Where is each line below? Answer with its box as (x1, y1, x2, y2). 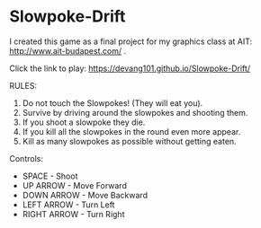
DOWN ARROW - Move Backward (22, 189, 148, 200)
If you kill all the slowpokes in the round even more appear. (22, 126, 241, 136)
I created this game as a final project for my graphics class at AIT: (9, 36, 253, 47)
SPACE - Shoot (22, 171, 78, 181)
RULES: (9, 80, 38, 91)
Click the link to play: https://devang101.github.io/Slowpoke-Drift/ (9, 63, 250, 74)
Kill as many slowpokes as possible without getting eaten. (22, 136, 237, 146)
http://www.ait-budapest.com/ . (9, 45, 127, 56)
